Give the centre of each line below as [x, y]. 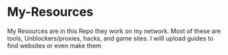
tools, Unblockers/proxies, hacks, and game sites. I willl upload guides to [110, 38]
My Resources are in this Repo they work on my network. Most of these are [114, 31]
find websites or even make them [54, 45]
